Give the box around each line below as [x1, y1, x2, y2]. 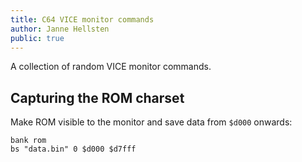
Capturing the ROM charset [10, 89, 185, 106]
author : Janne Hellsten [10, 24, 110, 34]
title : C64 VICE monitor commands [10, 14, 155, 25]
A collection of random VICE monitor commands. [10, 61, 212, 73]
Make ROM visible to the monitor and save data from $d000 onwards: [10, 116, 293, 128]
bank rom [10, 136, 47, 146]
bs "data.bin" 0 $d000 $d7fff [10, 144, 137, 155]
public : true [10, 33, 65, 43]
